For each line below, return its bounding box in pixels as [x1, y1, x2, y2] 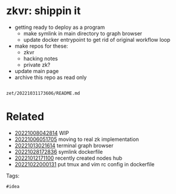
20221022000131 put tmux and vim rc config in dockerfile [14, 160, 155, 167]
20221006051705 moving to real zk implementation [14, 136, 140, 143]
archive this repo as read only [14, 74, 87, 81]
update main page [14, 67, 59, 74]
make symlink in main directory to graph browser [23, 29, 142, 37]
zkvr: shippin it [6, 4, 81, 18]
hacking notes [23, 55, 58, 62]
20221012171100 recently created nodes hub [14, 154, 122, 162]
